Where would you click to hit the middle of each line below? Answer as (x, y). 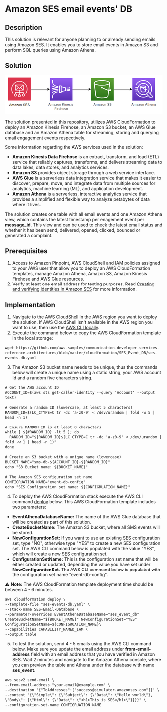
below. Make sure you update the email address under (68, 649)
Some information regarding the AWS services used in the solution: (74, 147)
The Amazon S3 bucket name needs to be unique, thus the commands (85, 367)
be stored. (23, 533)
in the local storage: (33, 338)
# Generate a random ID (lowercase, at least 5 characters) (69, 408)
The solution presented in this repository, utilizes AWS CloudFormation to (80, 122)
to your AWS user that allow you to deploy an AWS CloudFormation (81, 268)
